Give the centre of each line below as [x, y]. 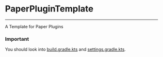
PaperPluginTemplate [49, 9]
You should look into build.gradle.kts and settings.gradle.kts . [65, 49]
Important [17, 39]
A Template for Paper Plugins [34, 26]
